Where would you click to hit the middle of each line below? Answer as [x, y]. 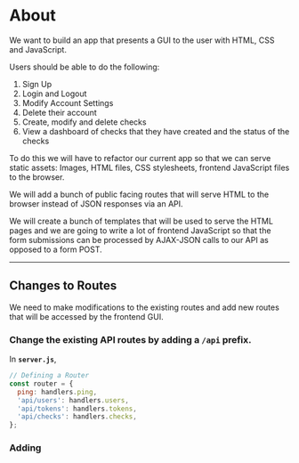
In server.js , [33, 359]
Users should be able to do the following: [85, 67]
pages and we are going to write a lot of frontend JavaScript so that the [140, 230]
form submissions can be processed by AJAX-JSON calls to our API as [139, 240]
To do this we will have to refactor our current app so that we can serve [140, 158]
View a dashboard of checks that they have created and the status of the [156, 131]
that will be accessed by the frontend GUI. [86, 316]
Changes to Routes [63, 286]
